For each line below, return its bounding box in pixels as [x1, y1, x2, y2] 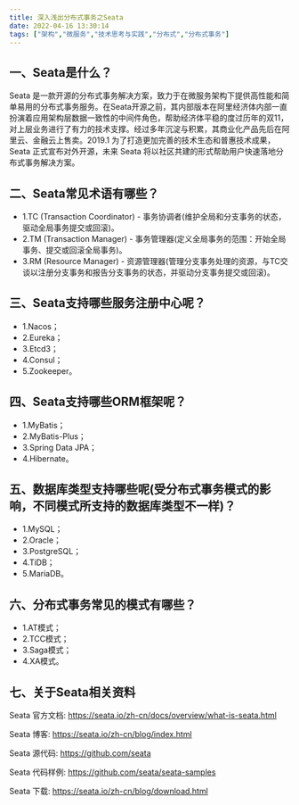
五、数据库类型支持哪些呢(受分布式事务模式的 [9, 482, 260, 497]
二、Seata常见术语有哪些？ [9, 186, 159, 201]
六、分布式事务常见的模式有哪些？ [9, 597, 197, 612]
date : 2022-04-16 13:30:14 [9, 21, 109, 30]
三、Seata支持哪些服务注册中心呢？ [9, 295, 206, 311]
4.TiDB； [21, 557, 55, 568]
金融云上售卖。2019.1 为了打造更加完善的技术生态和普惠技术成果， [32, 135, 276, 145]
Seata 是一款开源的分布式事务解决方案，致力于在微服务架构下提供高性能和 [9, 90, 282, 101]
